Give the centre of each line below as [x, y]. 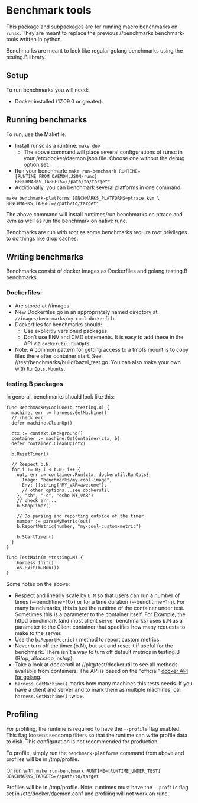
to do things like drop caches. [42, 238]
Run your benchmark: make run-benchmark [66, 171]
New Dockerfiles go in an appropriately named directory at [86, 312]
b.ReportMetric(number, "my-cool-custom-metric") [79, 526]
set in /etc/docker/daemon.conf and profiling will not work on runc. [88, 794]
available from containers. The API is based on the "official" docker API [101, 671]
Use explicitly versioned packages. [66, 331]
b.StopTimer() [34, 506]
